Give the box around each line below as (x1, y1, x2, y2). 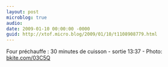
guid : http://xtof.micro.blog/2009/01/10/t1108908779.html (6, 31, 158, 37)
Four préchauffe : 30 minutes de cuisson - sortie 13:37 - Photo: (6, 48, 163, 55)
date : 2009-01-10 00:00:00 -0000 (6, 25, 90, 32)
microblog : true (6, 14, 47, 21)
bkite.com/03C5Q (6, 54, 51, 62)
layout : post (6, 8, 39, 15)
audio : (6, 20, 23, 26)
